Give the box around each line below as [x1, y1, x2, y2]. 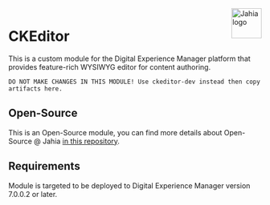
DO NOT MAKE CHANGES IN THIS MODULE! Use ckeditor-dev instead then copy [8, 78, 261, 86]
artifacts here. [8, 84, 63, 93]
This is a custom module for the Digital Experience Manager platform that [8, 54, 251, 63]
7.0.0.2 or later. [8, 189, 58, 199]
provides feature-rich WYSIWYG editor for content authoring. [8, 62, 211, 71]
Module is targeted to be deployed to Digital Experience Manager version [8, 180, 251, 191]
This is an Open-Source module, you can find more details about [8, 127, 223, 137]
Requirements [8, 159, 80, 173]
